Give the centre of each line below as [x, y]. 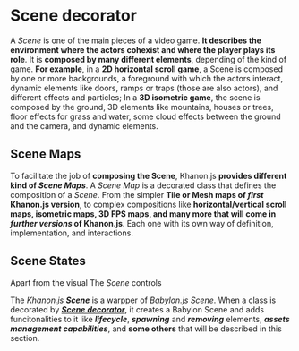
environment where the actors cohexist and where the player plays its [143, 49]
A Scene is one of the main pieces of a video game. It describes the [136, 40]
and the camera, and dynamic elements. [85, 125]
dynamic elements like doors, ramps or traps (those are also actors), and [144, 88]
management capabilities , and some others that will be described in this [146, 329]
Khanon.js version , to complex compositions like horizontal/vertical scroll [149, 204]
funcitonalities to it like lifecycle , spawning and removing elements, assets [150, 319]
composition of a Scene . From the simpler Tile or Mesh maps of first [137, 194]
